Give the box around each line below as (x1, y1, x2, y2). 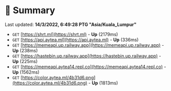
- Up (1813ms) (88, 80, 118, 86)
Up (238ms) (12, 47, 38, 53)
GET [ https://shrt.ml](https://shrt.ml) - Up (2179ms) (12, 31, 118, 37)
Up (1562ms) (12, 69, 39, 75)
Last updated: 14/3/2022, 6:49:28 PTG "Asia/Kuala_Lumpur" (5, 21, 137, 27)
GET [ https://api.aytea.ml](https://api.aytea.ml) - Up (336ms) (12, 37, 139, 43)
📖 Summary (5, 5, 55, 16)
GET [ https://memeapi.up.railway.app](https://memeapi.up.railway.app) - (12, 42, 164, 48)
